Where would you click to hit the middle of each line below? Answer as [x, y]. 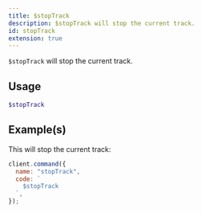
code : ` [28, 179]
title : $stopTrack [39, 16]
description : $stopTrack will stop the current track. [102, 23]
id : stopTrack [32, 31]
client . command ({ [37, 164]
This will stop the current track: [60, 149]
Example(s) [37, 130]
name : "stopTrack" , [48, 171]
